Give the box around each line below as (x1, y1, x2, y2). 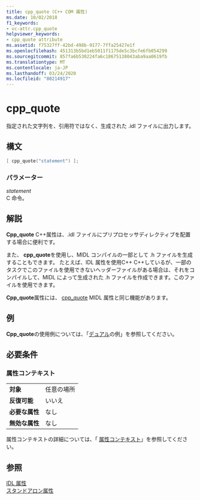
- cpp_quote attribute (6, 37, 63, 43)
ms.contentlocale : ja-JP (6, 64, 68, 71)
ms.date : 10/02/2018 (6, 14, 58, 20)
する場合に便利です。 (6, 238, 59, 245)
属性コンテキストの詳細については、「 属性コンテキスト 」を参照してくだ (6, 436, 183, 443)
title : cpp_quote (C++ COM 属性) (6, 8, 88, 15)
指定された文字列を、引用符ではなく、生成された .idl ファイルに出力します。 (6, 123, 195, 130)
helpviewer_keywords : (6, 31, 60, 37)
